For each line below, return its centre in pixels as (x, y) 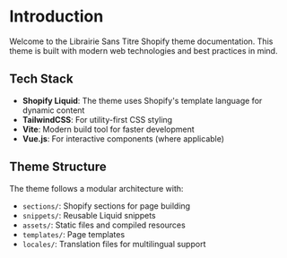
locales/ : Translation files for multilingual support (114, 244)
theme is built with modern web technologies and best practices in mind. (143, 50)
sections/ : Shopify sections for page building (106, 206)
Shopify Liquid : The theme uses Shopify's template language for (142, 100)
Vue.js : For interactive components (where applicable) (123, 138)
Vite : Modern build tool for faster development (108, 129)
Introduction (57, 17)
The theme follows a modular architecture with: (96, 188)
